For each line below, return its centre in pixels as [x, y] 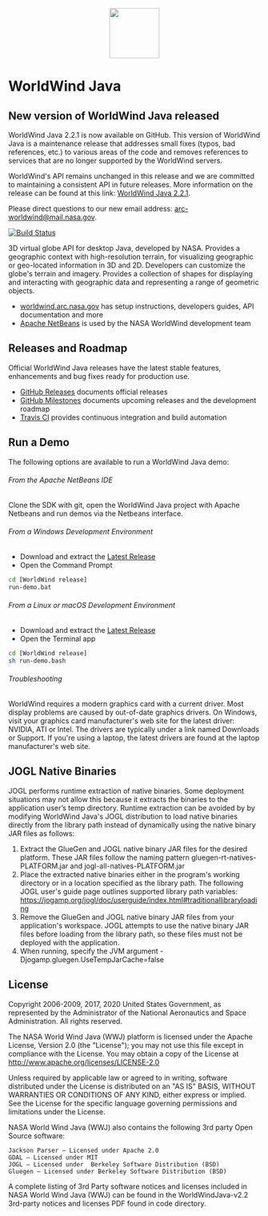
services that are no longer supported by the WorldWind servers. [115, 161]
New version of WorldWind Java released [114, 116]
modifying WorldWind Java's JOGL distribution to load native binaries [123, 816]
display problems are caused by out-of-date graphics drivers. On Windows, [133, 712]
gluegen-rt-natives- [224, 857]
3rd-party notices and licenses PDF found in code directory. [107, 1203]
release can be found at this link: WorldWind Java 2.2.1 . [99, 193]
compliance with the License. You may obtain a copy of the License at [124, 1053]
